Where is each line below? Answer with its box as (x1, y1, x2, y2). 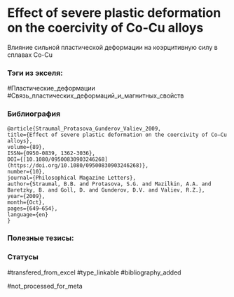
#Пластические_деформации (7, 84, 96, 93)
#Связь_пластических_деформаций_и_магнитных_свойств (7, 91, 184, 100)
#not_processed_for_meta (7, 282, 83, 290)
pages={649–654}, (7, 205, 58, 212)
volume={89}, (7, 143, 46, 150)
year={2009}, (7, 192, 46, 199)
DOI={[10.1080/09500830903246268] (7, 156, 109, 163)
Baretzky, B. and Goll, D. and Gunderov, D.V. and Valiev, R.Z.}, (7, 186, 205, 194)
